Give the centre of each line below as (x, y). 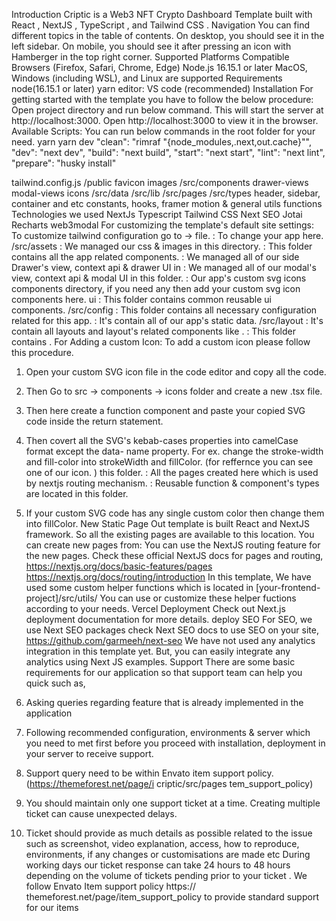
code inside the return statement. (94, 421)
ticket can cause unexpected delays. (101, 813)
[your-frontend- (288, 587)
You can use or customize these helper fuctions (198, 598)
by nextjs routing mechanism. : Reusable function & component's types (172, 483)
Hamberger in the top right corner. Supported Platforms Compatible (150, 57)
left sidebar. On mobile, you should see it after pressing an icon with (151, 46)
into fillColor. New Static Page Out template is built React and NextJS (167, 523)
